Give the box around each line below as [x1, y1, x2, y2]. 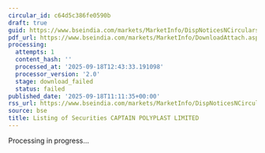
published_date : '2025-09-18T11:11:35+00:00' [8, 92, 160, 100]
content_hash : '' [15, 56, 73, 64]
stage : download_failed [15, 77, 93, 85]
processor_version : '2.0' [15, 70, 101, 78]
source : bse [8, 107, 47, 115]
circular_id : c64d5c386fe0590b [8, 11, 111, 20]
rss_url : [8, 99, 37, 107]
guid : [8, 26, 26, 34]
